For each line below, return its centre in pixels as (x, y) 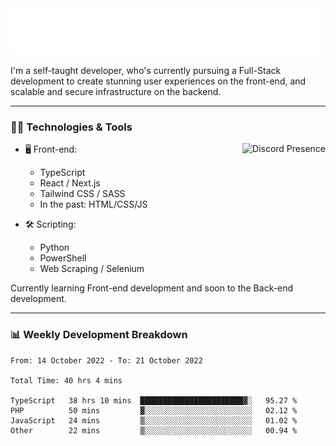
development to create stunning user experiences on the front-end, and (158, 81)
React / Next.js (70, 183)
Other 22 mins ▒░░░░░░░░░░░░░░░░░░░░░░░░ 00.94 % (154, 430)
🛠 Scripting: (50, 224)
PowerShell (63, 258)
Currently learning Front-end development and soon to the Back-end (152, 288)
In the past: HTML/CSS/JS (93, 204)
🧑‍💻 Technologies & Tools (71, 127)
